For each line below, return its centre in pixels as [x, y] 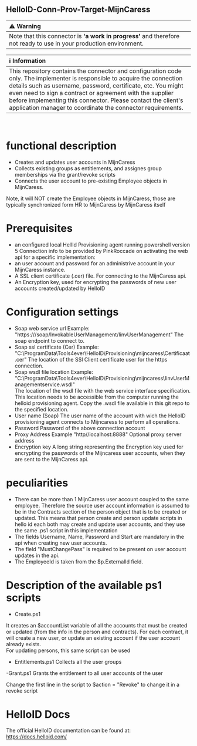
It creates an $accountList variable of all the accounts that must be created [97, 625]
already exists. [24, 644]
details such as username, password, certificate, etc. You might [96, 86]
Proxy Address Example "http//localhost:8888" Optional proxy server [98, 434]
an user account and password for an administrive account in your [95, 263]
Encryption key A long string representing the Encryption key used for [99, 447]
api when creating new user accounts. [61, 543]
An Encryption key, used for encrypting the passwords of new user [96, 282]
